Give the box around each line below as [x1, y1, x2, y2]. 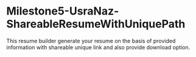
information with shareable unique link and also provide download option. [6, 44, 191, 51]
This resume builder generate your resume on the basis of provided [6, 37, 176, 44]
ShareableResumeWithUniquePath [6, 17, 186, 31]
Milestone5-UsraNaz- [6, 4, 119, 18]
